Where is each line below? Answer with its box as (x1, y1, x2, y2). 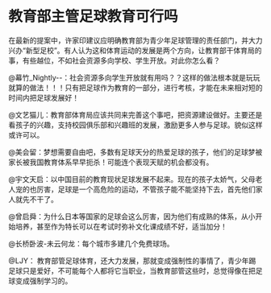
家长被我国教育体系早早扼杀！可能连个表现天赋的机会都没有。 (8, 157, 214, 167)
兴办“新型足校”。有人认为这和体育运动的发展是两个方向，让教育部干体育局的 (8, 45, 262, 55)
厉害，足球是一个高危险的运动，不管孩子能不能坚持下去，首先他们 (35, 184, 256, 194)
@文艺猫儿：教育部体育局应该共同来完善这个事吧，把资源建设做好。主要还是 (8, 109, 263, 119)
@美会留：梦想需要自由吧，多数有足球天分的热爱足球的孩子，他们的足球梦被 (8, 146, 263, 157)
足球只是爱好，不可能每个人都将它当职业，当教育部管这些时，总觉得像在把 (8, 266, 256, 275)
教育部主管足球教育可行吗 (8, 7, 179, 26)
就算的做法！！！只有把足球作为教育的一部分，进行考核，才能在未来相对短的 (8, 82, 263, 93)
